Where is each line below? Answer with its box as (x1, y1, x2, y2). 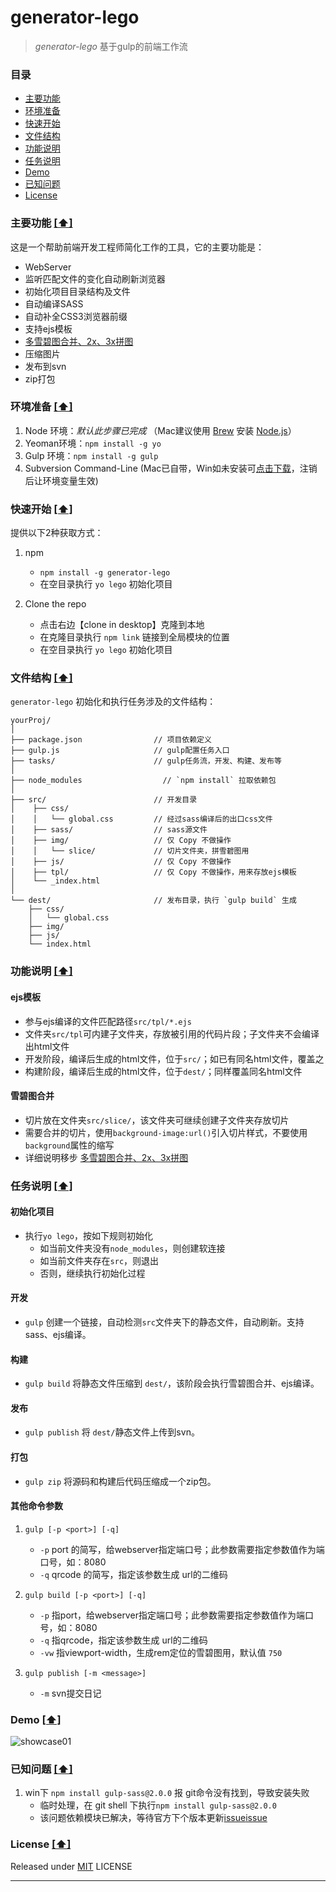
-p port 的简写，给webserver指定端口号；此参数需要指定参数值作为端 (39, 1543, 325, 1555)
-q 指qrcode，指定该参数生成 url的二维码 (39, 1634, 208, 1646)
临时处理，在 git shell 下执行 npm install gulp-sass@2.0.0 (39, 1799, 277, 1811)
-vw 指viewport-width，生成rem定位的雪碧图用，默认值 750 (39, 1646, 283, 1658)
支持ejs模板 (24, 322, 73, 335)
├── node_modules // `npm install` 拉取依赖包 (10, 776, 277, 786)
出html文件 (24, 1040, 70, 1052)
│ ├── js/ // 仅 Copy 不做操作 (10, 857, 232, 867)
